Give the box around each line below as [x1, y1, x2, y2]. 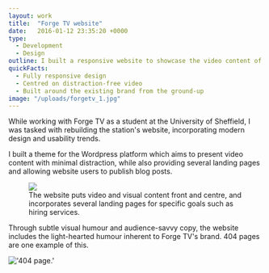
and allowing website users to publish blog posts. [8, 166, 173, 176]
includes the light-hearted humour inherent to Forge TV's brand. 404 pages [8, 232, 260, 241]
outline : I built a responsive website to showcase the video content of [8, 57, 263, 65]
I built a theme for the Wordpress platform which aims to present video [8, 149, 244, 159]
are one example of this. [8, 240, 89, 250]
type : [8, 34, 27, 43]
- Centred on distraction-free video [15, 79, 143, 87]
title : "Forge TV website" [8, 19, 103, 27]
